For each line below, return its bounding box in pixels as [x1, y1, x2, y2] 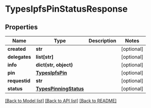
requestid [7, 77, 31, 84]
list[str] [36, 54, 54, 60]
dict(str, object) [36, 62, 73, 68]
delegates [7, 54, 32, 60]
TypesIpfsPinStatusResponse [5, 3, 128, 15]
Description [88, 38, 116, 44]
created [7, 45, 26, 52]
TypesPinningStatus [36, 86, 84, 92]
